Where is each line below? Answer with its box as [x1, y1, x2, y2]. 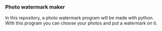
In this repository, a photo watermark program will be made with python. [5, 15, 154, 21]
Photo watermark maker [5, 3, 65, 10]
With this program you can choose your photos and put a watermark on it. [5, 20, 157, 26]
